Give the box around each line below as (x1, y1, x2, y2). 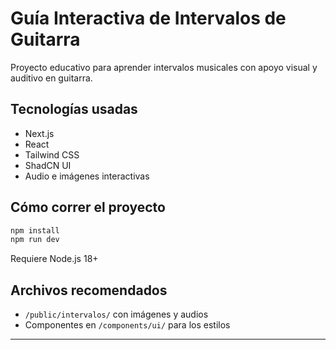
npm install (10, 225, 60, 236)
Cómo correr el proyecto (10, 199, 166, 216)
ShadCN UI (24, 159, 72, 171)
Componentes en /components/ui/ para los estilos (24, 319, 231, 331)
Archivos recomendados (10, 282, 168, 299)
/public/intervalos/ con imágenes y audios (24, 308, 209, 321)
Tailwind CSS (24, 148, 80, 161)
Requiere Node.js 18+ (10, 253, 99, 265)
